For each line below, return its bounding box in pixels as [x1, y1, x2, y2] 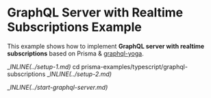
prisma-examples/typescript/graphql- [81, 62, 188, 71]
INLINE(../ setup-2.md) [49, 70, 112, 78]
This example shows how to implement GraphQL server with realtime [7, 42, 205, 50]
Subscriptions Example [7, 19, 142, 35]
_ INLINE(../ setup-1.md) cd [7, 62, 80, 71]
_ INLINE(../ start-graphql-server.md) [7, 83, 108, 91]
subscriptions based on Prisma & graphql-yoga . [7, 49, 144, 58]
